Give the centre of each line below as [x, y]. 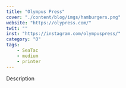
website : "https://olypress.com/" [49, 23]
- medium [28, 56]
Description [20, 78]
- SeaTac [28, 51]
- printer [29, 61]
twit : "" [17, 28]
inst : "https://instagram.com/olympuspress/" [63, 34]
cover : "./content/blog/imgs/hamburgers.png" [63, 17]
